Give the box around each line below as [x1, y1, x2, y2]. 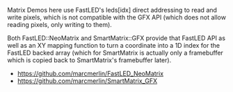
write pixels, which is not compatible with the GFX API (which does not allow [7, 13, 226, 21]
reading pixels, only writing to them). [7, 21, 113, 28]
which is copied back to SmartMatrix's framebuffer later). [7, 56, 172, 64]
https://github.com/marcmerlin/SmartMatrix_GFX [17, 77, 158, 85]
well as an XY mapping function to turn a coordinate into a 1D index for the [7, 42, 220, 49]
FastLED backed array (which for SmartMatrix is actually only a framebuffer [7, 48, 224, 57]
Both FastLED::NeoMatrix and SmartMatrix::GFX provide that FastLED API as [7, 34, 226, 42]
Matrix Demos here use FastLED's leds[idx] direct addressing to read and [7, 6, 218, 14]
